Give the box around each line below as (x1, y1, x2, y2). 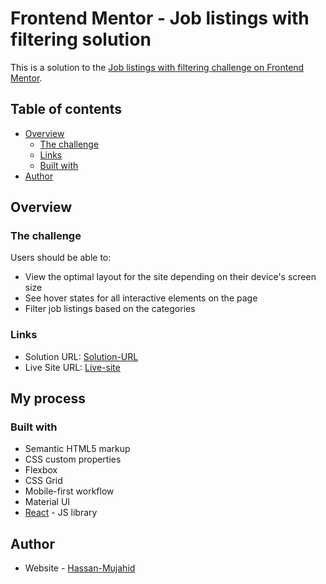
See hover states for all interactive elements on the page (24, 292, 258, 304)
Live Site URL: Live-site (24, 361, 121, 373)
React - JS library (24, 507, 98, 519)
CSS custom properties (24, 453, 122, 466)
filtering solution (10, 28, 152, 51)
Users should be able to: (10, 252, 112, 264)
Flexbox (24, 464, 58, 476)
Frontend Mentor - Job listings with (10, 7, 310, 30)
